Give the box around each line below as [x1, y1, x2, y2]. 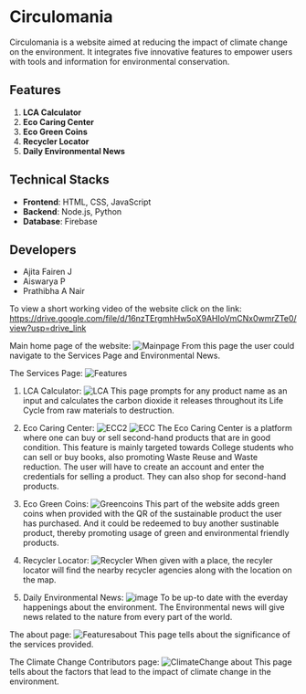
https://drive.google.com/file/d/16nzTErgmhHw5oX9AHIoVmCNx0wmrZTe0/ [9, 313, 297, 324]
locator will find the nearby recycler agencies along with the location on [22, 564, 292, 576]
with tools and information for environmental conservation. [9, 56, 230, 67]
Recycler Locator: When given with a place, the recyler [22, 555, 273, 566]
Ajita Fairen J [22, 267, 73, 278]
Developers [9, 242, 77, 258]
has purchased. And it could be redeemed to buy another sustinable [22, 518, 280, 529]
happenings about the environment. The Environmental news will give [22, 602, 285, 613]
